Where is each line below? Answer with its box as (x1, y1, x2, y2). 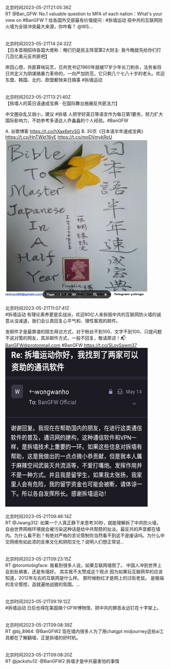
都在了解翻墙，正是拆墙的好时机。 (9, 634, 81, 641)
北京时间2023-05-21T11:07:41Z (5, 305, 70, 311)
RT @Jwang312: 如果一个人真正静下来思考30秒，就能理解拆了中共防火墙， (5, 520, 161, 526)
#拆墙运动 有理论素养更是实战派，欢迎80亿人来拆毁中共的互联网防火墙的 (5, 311, 157, 317)
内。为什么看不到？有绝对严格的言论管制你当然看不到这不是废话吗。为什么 (5, 532, 160, 538)
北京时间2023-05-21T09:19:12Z (5, 598, 71, 604)
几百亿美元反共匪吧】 (5, 53, 50, 59)
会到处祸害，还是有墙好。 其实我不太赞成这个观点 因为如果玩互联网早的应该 (5, 568, 163, 575)
